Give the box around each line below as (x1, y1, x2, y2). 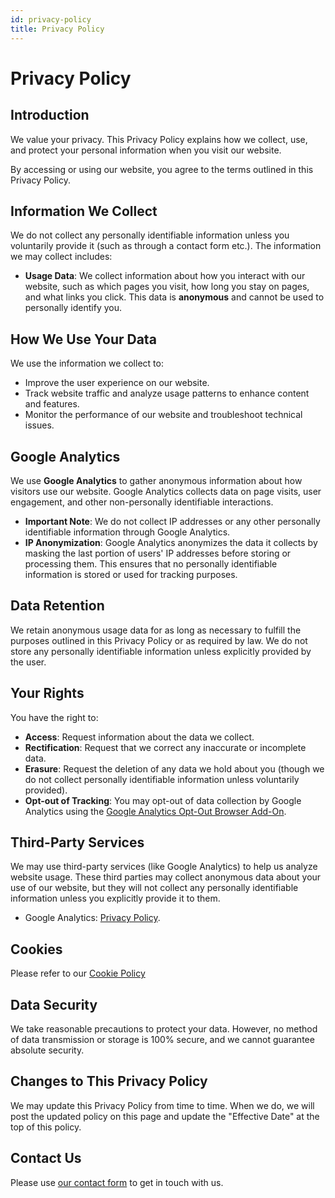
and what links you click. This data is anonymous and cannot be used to (24, 291, 325, 303)
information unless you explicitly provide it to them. (10, 892, 221, 905)
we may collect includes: (10, 251, 113, 263)
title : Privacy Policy (10, 24, 105, 34)
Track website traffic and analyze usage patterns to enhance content (24, 387, 310, 400)
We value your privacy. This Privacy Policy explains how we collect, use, (10, 133, 308, 145)
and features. (24, 398, 80, 410)
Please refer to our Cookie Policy (10, 967, 146, 980)
